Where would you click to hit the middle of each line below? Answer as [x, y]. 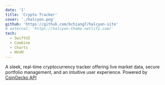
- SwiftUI [20, 38]
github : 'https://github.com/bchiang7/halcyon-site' [62, 24]
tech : [11, 33]
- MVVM [17, 52]
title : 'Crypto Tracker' [31, 15]
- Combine [20, 43]
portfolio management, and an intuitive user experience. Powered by [76, 72]
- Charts [19, 48]
